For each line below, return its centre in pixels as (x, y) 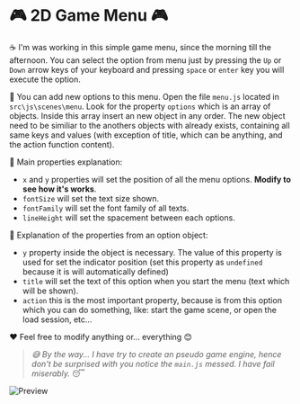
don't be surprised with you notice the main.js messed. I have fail (153, 364)
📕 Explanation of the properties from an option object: (109, 235)
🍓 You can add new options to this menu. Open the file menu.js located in (145, 96)
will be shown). (50, 291)
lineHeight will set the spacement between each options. (128, 217)
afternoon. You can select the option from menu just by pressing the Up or (146, 60)
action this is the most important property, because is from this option (152, 300)
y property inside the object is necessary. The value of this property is (152, 252)
